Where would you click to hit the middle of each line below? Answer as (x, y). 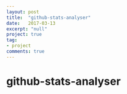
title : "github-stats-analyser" (49, 18)
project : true (24, 35)
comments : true (26, 52)
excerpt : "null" (27, 29)
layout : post (23, 12)
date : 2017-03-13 (31, 23)
